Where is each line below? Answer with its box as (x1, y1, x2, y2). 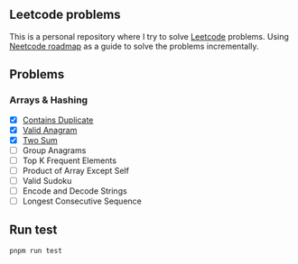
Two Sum (22, 134, 59, 145)
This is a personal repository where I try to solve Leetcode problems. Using (9, 31, 289, 41)
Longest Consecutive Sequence (22, 196, 142, 206)
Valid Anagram (22, 124, 78, 135)
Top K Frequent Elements (22, 155, 117, 166)
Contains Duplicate (22, 114, 94, 125)
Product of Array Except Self (22, 165, 129, 176)
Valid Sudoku (22, 175, 72, 186)
